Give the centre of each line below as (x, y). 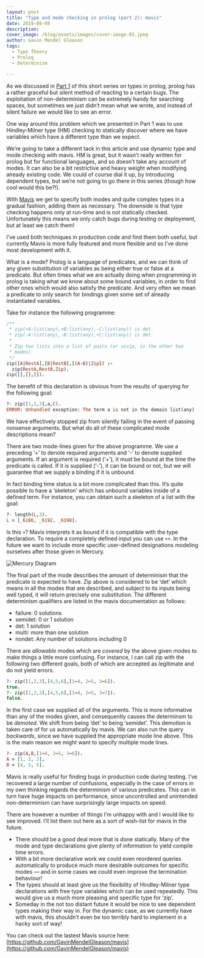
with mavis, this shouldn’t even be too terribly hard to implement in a (101, 917)
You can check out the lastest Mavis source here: (68, 935)
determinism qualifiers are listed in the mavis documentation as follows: (96, 601)
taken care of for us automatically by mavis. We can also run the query (95, 730)
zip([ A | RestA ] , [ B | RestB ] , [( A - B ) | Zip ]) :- (60, 363)
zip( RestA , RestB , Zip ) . (40, 369)
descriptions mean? (31, 434)
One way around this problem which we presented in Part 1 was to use (94, 123)
